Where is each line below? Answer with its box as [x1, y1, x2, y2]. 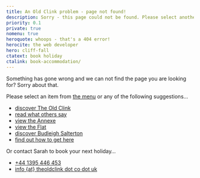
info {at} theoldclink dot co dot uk [14, 165, 98, 173]
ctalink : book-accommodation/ [6, 58, 82, 64]
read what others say [14, 111, 67, 118]
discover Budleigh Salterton [14, 129, 83, 137]
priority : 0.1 [6, 20, 42, 26]
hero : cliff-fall [6, 48, 49, 54]
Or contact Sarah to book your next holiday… [6, 147, 116, 155]
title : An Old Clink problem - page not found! [6, 8, 127, 15]
